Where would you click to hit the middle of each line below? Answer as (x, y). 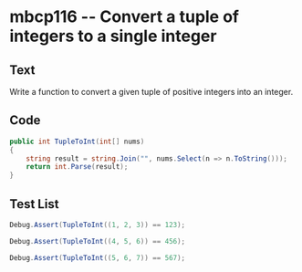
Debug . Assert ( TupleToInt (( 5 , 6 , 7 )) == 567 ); (98, 257)
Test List (34, 204)
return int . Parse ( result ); (77, 167)
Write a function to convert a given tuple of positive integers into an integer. (151, 92)
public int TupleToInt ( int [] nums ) (77, 141)
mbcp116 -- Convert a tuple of (125, 17)
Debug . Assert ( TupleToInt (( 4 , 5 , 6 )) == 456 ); (98, 241)
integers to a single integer (113, 36)
